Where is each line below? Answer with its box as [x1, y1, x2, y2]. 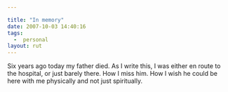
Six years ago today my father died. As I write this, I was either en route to [7, 62, 221, 70]
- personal [13, 36, 49, 43]
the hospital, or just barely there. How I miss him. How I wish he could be [7, 70, 217, 78]
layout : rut [7, 43, 42, 50]
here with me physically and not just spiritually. [7, 77, 142, 85]
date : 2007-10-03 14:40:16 [7, 22, 86, 30]
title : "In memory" [7, 16, 65, 23]
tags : [7, 29, 23, 37]
